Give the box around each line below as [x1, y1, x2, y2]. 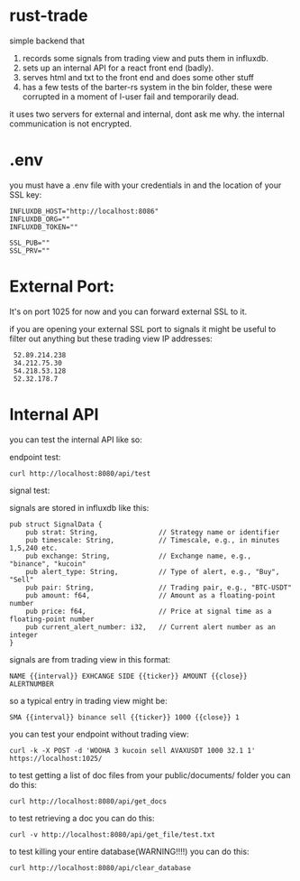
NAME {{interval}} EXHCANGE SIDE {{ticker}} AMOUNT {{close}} [9, 672, 248, 681]
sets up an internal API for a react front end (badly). [22, 62, 214, 73]
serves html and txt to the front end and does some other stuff [22, 71, 255, 82]
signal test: [9, 485, 50, 496]
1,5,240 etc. [9, 543, 59, 552]
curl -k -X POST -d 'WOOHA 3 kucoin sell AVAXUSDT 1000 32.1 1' [9, 746, 256, 755]
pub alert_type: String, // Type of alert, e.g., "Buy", [25, 567, 280, 576]
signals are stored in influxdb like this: [9, 502, 150, 513]
